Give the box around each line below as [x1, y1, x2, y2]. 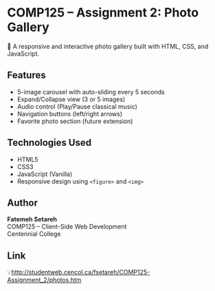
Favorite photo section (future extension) [16, 117, 133, 125]
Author [7, 197, 38, 208]
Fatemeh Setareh [7, 215, 57, 224]
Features [7, 69, 46, 81]
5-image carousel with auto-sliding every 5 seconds [16, 87, 165, 96]
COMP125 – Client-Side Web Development [7, 222, 127, 231]
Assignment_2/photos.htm [7, 276, 82, 284]
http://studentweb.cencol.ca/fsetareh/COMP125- [11, 268, 150, 277]
